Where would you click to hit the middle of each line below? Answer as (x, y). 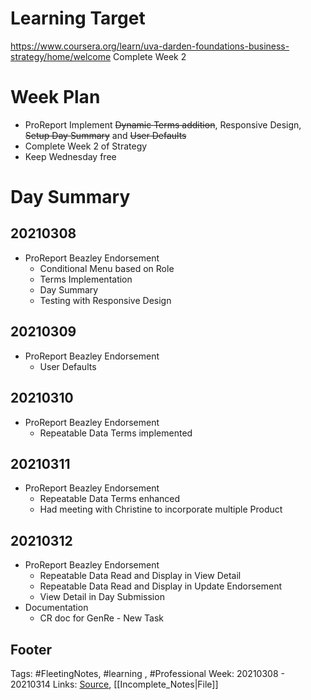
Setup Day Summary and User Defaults (105, 135)
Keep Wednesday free (70, 156)
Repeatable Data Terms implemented (116, 433)
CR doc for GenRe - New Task (102, 618)
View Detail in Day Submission (102, 597)
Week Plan (55, 97)
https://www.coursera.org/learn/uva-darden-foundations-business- (150, 46)
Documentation (56, 608)
